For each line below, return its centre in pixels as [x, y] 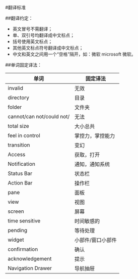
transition [19, 145]
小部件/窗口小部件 [96, 240]
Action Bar [20, 183]
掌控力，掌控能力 [95, 136]
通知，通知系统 [92, 164]
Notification [21, 164]
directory [18, 98]
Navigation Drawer [30, 268]
